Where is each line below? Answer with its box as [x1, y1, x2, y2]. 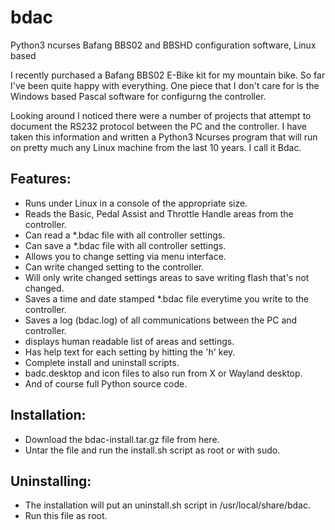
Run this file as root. [24, 510, 108, 522]
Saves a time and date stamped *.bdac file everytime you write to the [24, 292, 310, 305]
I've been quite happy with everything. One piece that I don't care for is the [10, 79, 320, 91]
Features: [10, 171, 72, 188]
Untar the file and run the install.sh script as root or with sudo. [24, 444, 281, 456]
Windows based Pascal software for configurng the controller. [10, 90, 267, 102]
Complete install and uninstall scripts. [24, 356, 180, 368]
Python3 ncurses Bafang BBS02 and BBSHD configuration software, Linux [10, 39, 317, 51]
